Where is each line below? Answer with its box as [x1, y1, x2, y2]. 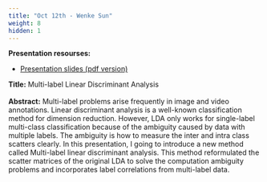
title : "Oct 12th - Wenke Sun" [8, 11, 113, 20]
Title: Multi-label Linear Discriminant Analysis [8, 79, 159, 89]
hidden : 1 [8, 26, 42, 34]
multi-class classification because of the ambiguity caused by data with [8, 122, 246, 132]
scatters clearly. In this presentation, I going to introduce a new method [8, 140, 245, 149]
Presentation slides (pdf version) [19, 64, 128, 74]
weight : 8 [8, 19, 42, 27]
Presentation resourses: [8, 49, 91, 59]
